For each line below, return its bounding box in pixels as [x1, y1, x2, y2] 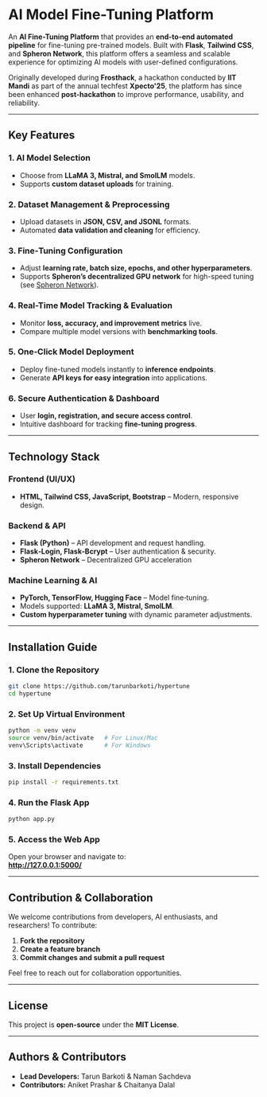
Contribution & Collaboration [8, 891, 153, 904]
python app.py [8, 815, 56, 823]
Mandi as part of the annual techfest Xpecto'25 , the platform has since [8, 81, 242, 91]
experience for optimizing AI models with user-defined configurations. [8, 57, 238, 67]
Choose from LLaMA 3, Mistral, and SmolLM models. [19, 170, 195, 180]
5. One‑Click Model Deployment [8, 346, 134, 357]
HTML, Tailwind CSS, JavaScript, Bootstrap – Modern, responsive [19, 492, 239, 501]
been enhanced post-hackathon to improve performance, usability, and [8, 89, 245, 99]
